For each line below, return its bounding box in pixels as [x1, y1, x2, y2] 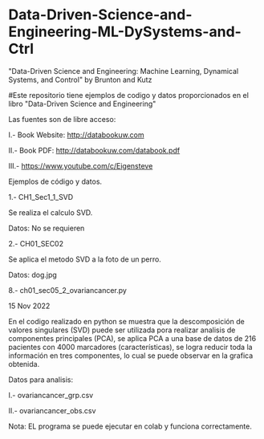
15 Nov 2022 [8, 301, 51, 311]
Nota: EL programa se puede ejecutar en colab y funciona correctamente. [8, 421, 253, 431]
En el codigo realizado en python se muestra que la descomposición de [8, 316, 245, 326]
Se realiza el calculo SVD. [8, 207, 93, 217]
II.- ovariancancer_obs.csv [8, 405, 96, 415]
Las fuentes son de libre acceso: [8, 114, 116, 124]
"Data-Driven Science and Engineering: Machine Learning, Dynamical [8, 66, 239, 75]
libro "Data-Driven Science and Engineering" [8, 99, 156, 108]
